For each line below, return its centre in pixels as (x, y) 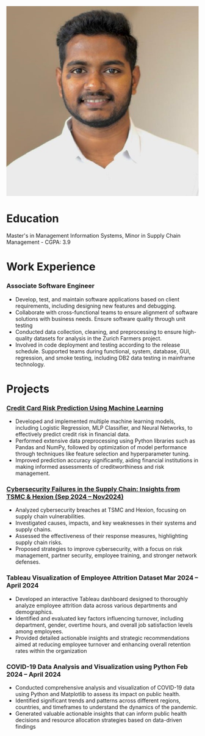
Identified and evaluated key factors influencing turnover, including (99, 618)
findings (25, 727)
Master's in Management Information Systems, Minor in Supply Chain (94, 236)
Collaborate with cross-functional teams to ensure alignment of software (106, 312)
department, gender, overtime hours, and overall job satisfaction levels (104, 625)
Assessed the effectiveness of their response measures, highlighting (101, 536)
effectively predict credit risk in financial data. (73, 435)
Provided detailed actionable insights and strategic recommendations (102, 638)
